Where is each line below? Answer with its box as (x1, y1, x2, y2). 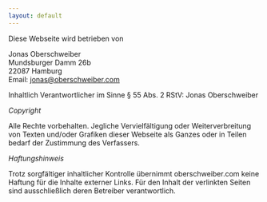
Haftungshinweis (8, 153, 64, 163)
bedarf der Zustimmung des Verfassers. (8, 137, 140, 148)
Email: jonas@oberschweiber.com (8, 74, 120, 84)
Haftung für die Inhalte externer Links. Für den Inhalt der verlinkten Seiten (8, 177, 251, 187)
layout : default (8, 11, 62, 20)
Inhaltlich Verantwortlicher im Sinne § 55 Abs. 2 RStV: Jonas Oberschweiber (8, 89, 259, 100)
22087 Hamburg (8, 65, 62, 76)
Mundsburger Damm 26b (8, 57, 92, 67)
